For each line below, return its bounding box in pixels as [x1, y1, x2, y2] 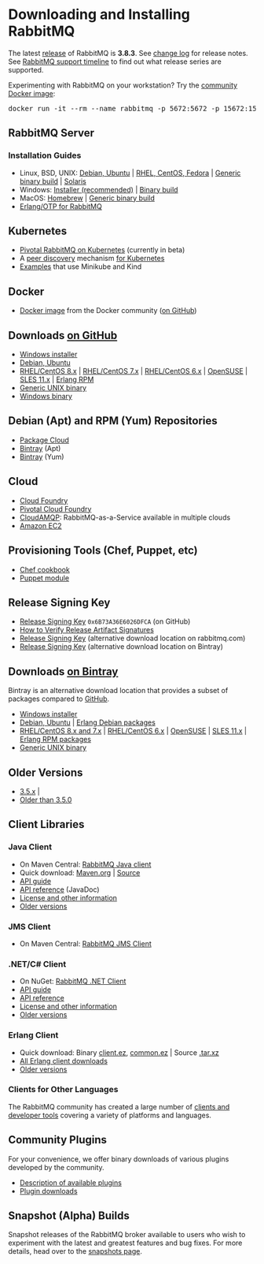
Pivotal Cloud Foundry [19, 504, 92, 513]
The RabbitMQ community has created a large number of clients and [8, 1102, 230, 1111]
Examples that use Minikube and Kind [19, 262, 142, 271]
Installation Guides [8, 150, 82, 161]
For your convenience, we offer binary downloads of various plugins [8, 1154, 229, 1164]
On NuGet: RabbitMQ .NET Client [19, 976, 126, 986]
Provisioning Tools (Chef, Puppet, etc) [8, 544, 198, 557]
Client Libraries [8, 818, 85, 831]
